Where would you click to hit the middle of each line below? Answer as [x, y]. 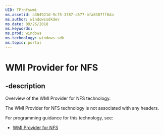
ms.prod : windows [23, 33]
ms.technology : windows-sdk [35, 38]
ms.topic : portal [23, 43]
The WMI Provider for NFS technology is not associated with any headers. [82, 108]
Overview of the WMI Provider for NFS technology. [58, 98]
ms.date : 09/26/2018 [27, 24]
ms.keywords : [19, 29]
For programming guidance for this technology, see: [59, 118]
